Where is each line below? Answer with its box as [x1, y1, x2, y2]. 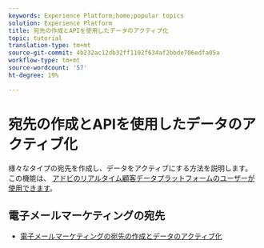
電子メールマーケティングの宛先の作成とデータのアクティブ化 [19, 231, 222, 241]
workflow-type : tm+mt [8, 57, 81, 65]
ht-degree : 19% [8, 71, 59, 79]
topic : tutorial [8, 34, 62, 42]
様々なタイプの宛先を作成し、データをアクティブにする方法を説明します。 [8, 163, 253, 173]
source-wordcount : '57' [8, 64, 88, 72]
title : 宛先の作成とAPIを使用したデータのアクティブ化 [8, 26, 169, 34]
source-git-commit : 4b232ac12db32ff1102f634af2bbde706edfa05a [8, 49, 220, 57]
